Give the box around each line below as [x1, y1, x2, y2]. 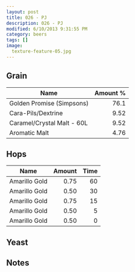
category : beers [6, 32, 47, 38]
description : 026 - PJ [6, 20, 63, 26]
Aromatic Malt [9, 128, 49, 137]
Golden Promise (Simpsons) [9, 99, 89, 107]
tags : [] [6, 37, 28, 43]
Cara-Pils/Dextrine [9, 108, 63, 117]
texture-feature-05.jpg [11, 48, 71, 55]
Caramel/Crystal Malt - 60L [9, 119, 89, 127]
